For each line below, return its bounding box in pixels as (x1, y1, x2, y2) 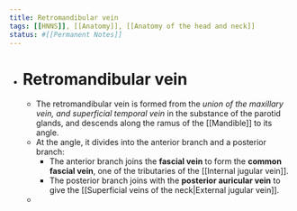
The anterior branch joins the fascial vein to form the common (49, 156, 282, 167)
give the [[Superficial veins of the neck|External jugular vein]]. (49, 185, 280, 196)
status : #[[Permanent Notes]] (9, 30, 123, 39)
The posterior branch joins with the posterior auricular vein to (49, 175, 281, 186)
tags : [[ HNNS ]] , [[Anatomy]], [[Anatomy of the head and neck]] (9, 22, 256, 31)
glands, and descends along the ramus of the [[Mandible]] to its (35, 118, 273, 129)
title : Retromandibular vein (9, 13, 119, 23)
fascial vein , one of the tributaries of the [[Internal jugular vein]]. (49, 166, 290, 177)
